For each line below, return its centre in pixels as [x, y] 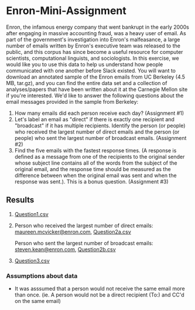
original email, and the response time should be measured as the [93, 169]
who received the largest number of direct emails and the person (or [97, 132]
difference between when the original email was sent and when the [95, 175]
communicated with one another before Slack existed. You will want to [91, 70]
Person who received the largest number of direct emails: [84, 225]
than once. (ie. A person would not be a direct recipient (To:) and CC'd [99, 295]
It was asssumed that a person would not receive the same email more [100, 289]
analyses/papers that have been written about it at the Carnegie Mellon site [97, 89]
